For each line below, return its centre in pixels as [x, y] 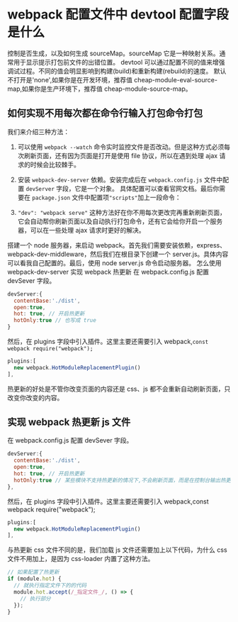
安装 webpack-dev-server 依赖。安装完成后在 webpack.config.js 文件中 [120, 179]
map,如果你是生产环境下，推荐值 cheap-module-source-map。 [100, 89]
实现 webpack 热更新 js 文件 [69, 422]
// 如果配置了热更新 [33, 572]
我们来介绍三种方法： [38, 131]
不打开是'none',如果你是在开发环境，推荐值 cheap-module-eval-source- [113, 79]
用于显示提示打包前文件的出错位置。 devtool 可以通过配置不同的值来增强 [119, 62]
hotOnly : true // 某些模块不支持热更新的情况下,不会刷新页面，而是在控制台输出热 [120, 480]
